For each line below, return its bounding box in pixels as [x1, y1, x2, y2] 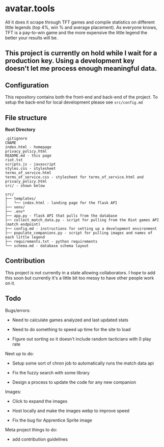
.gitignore [5, 136, 27, 141]
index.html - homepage [5, 144, 52, 150]
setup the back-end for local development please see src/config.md [5, 99, 143, 105]
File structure [5, 113, 47, 122]
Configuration [5, 81, 49, 89]
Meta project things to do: [5, 426, 57, 432]
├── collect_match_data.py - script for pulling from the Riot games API [5, 217, 160, 222]
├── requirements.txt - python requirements [5, 239, 98, 244]
